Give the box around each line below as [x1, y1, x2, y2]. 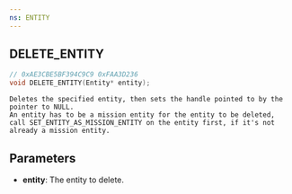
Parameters [9, 150, 76, 166]
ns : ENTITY [9, 13, 50, 22]
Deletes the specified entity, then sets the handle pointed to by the [9, 95, 283, 104]
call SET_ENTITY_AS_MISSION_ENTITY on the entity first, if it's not [9, 119, 276, 128]
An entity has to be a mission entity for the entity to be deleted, [9, 110, 276, 119]
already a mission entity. [9, 127, 111, 136]
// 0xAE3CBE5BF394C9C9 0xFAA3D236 [9, 70, 139, 79]
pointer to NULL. [9, 102, 75, 112]
